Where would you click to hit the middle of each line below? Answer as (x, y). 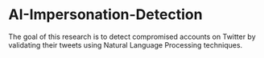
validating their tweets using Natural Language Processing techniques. (126, 44)
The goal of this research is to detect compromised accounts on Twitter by (132, 37)
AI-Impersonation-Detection (105, 15)
